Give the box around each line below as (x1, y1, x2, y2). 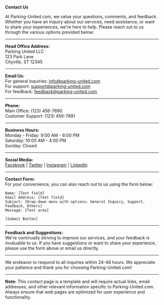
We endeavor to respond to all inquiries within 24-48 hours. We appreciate (5, 259, 155, 265)
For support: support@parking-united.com (5, 83, 91, 89)
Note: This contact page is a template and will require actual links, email (5, 279, 150, 284)
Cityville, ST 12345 (5, 59, 43, 65)
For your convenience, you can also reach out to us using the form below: (5, 181, 154, 187)
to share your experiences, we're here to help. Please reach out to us (5, 24, 144, 30)
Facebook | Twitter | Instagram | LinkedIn (5, 162, 88, 168)
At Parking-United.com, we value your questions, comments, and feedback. (5, 14, 158, 19)
